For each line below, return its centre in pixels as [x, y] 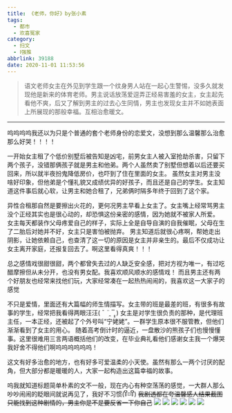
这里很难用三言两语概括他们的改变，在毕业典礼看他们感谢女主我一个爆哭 [122, 338]
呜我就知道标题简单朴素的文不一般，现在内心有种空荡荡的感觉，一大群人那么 [116, 385]
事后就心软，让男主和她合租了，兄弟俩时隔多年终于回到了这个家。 [119, 190]
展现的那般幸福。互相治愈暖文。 [82, 111]
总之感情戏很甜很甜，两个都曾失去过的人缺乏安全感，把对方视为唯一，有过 [113, 263]
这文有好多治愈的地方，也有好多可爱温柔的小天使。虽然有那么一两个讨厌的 [113, 362]
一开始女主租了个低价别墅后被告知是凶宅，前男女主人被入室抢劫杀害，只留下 [116, 156]
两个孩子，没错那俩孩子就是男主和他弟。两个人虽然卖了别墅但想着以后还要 [113, 165]
